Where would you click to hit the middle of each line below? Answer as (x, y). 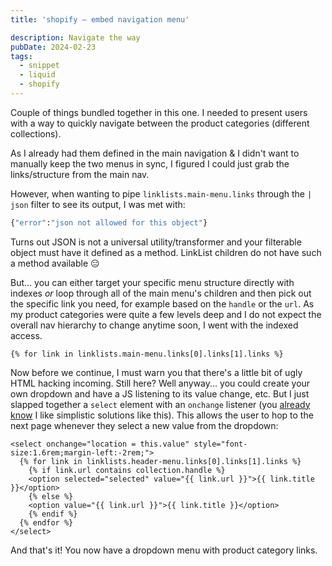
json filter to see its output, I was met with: (98, 204)
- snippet (39, 66)
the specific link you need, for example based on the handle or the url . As (162, 303)
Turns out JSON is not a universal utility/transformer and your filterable (156, 242)
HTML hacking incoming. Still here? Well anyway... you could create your (160, 383)
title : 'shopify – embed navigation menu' (100, 19)
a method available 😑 (55, 263)
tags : (21, 56)
